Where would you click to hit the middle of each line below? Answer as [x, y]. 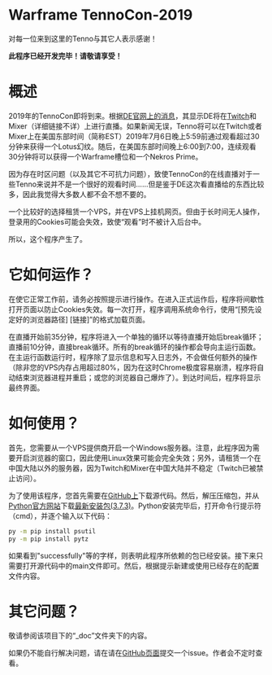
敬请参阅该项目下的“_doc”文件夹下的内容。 [80, 636]
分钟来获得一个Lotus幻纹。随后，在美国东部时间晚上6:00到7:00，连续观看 [133, 146]
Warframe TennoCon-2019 [101, 15]
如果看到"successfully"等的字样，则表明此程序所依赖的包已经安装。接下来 [132, 555]
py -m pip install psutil [52, 531]
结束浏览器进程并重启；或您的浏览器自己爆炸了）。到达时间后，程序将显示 [138, 377]
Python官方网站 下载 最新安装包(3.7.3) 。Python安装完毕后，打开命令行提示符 [135, 506]
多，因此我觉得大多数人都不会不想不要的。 [80, 194]
